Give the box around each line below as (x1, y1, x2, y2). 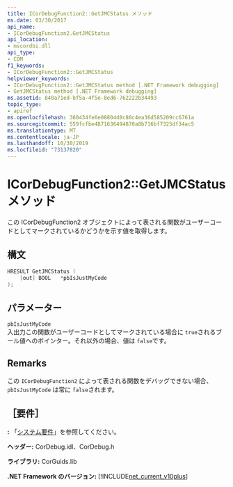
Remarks (7, 357, 47, 369)
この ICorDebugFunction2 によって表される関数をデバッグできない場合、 (7, 377, 213, 384)
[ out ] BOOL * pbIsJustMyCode (19, 274, 108, 281)
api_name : (7, 23, 36, 30)
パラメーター (7, 301, 63, 314)
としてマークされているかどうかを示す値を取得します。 (13, 226, 171, 234)
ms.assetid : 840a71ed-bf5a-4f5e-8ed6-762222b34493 (7, 95, 157, 102)
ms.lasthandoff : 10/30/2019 (7, 140, 89, 147)
